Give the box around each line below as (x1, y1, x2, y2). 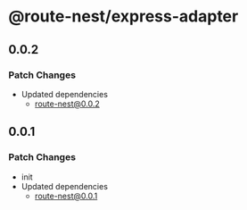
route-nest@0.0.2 (34, 98, 100, 109)
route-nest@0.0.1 (34, 190, 98, 201)
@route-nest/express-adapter (8, 6, 239, 27)
